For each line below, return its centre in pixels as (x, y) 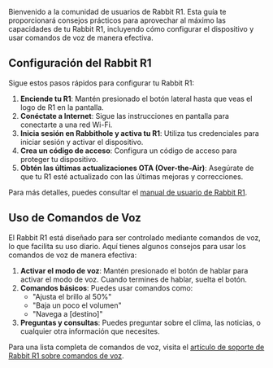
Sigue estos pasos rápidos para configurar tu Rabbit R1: (102, 83)
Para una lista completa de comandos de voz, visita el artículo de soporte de (136, 347)
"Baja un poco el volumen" (77, 305)
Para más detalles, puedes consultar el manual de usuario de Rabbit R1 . (128, 192)
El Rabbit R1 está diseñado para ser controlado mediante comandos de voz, (135, 237)
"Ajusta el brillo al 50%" (72, 296)
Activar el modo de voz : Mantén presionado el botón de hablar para (134, 270)
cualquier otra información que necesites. (90, 331)
